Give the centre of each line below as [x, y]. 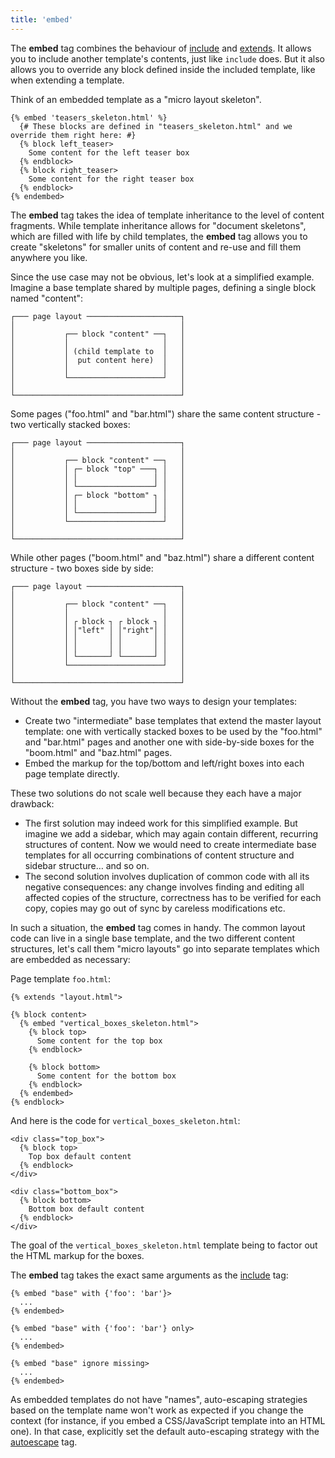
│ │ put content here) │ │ [98, 360]
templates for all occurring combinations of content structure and [159, 855]
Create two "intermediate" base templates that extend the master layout [173, 720]
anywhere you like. [49, 257]
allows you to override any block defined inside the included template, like [163, 69]
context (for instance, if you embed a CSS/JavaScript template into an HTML [168, 1420]
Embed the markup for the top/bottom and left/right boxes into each [164, 763]
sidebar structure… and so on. [87, 865]
